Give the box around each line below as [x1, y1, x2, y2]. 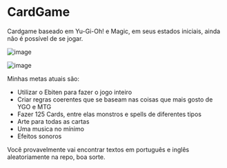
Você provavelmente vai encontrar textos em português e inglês [7, 145, 190, 153]
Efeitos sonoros [17, 132, 62, 140]
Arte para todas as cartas [17, 117, 90, 125]
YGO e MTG [17, 102, 52, 111]
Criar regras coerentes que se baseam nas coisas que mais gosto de [17, 95, 213, 104]
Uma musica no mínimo [17, 124, 85, 133]
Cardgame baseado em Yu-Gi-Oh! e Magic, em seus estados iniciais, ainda [7, 27, 221, 35]
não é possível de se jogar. [7, 34, 83, 42]
